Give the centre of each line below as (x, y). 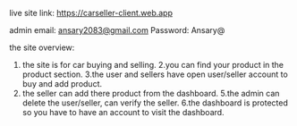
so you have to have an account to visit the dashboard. (123, 112)
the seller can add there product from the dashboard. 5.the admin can (151, 93)
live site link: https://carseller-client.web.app (91, 13)
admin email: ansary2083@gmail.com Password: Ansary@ (117, 30)
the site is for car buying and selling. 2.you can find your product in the (153, 65)
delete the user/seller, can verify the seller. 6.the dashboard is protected (155, 103)
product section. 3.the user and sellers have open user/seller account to (155, 74)
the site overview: (42, 47)
